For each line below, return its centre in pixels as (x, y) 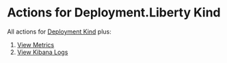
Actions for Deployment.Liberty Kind (114, 13)
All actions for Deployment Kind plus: (59, 32)
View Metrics (36, 45)
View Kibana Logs (42, 52)
